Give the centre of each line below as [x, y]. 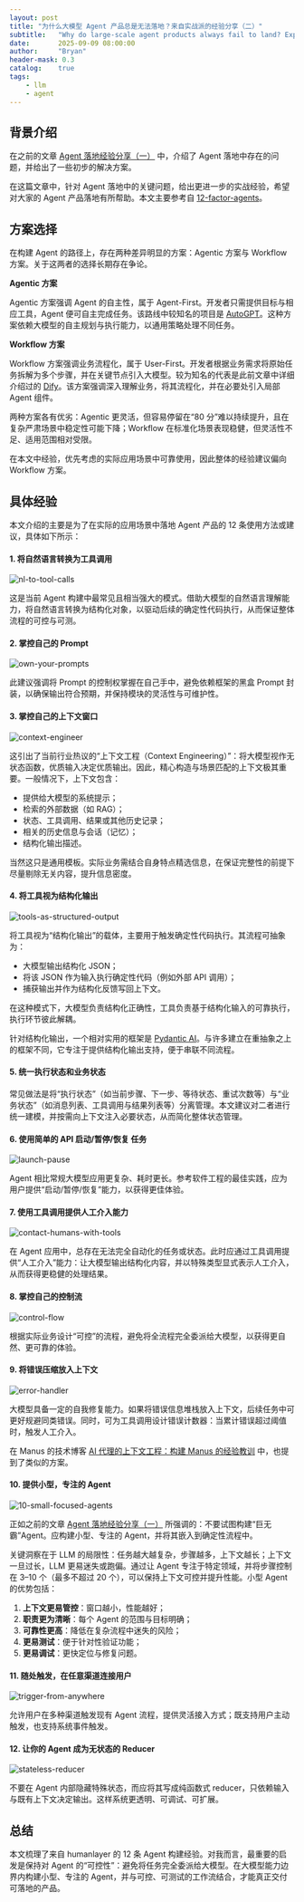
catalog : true [42, 69]
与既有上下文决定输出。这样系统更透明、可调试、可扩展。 [116, 1800]
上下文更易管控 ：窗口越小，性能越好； [94, 1608]
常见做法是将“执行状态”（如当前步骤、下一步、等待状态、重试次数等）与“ [146, 1093]
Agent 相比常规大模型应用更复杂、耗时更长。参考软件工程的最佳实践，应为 [148, 1178]
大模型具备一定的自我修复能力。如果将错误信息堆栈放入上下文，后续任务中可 [152, 1408]
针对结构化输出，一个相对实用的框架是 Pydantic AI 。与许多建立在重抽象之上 [151, 1038]
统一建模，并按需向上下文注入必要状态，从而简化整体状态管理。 [128, 1116]
